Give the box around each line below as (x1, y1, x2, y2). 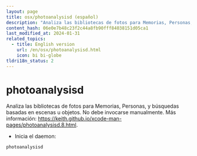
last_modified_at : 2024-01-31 (6, 31, 81, 36)
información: (6, 115, 37, 122)
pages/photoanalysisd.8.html (6, 121, 76, 128)
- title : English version (11, 42, 75, 48)
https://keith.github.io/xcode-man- (38, 115, 122, 122)
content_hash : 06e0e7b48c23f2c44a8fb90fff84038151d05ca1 (6, 25, 149, 31)
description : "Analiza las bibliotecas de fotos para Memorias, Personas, (6, 19, 193, 25)
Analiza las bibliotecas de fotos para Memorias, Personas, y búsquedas (6, 102, 179, 109)
